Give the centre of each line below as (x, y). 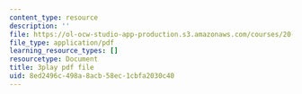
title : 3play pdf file (52, 68)
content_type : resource (54, 17)
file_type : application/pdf (62, 43)
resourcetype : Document (54, 59)
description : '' (40, 26)
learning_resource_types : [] (64, 51)
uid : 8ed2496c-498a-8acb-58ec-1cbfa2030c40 (92, 76)
